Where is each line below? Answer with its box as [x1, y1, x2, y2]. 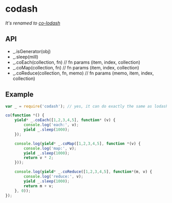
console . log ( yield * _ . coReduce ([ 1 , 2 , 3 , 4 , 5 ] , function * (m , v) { [14, 169, 153, 174]
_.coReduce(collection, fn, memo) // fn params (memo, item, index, [12, 70, 154, 76]
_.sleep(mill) [12, 54, 38, 60]
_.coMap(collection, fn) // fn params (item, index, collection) [12, 64, 139, 70]
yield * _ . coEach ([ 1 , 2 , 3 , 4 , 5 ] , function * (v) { [14, 118, 116, 123]
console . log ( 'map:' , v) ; [24, 146, 77, 151]
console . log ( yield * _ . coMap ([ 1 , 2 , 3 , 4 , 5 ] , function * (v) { [14, 141, 141, 146]
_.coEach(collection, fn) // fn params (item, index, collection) [12, 59, 141, 65]
